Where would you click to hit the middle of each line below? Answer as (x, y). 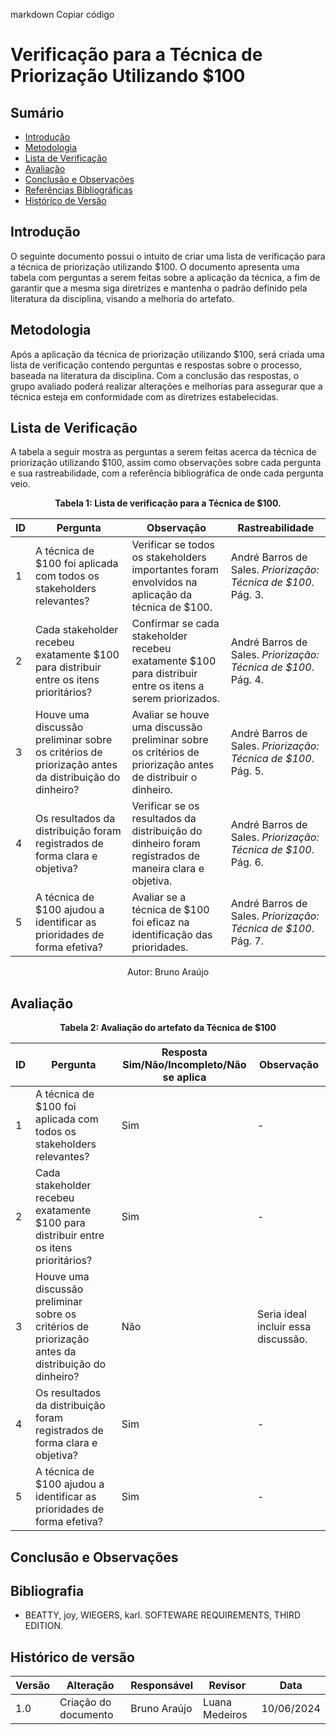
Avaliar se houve (170, 715)
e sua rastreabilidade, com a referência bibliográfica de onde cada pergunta (167, 473)
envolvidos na (164, 582)
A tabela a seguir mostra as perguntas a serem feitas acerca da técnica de (163, 452)
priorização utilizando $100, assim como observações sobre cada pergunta (166, 463)
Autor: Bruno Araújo (168, 972)
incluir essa (284, 1327)
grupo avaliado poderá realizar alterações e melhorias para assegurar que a (166, 386)
